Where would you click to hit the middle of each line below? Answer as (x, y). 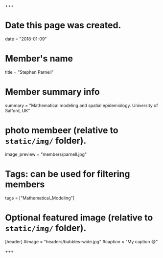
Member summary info (53, 92)
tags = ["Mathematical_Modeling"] (40, 198)
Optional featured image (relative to (79, 217)
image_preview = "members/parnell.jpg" (46, 154)
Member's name (39, 59)
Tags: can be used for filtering (68, 174)
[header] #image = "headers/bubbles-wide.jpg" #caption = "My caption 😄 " (81, 241)
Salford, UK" (18, 110)
